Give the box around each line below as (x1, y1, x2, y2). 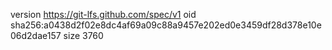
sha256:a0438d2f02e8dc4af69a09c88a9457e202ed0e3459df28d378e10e (10, 19, 322, 31)
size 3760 (63, 30, 104, 41)
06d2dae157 (10, 30, 62, 41)
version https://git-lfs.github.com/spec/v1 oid (10, 9, 197, 20)
